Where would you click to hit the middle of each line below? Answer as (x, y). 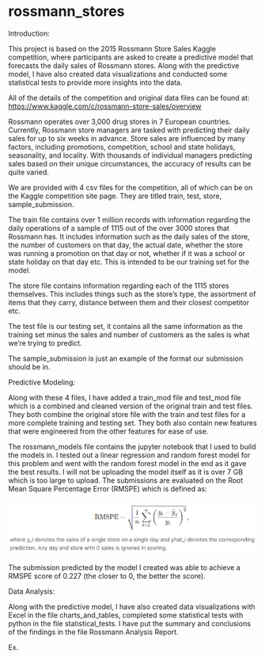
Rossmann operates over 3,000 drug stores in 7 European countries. (120, 121)
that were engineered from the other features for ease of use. (108, 431)
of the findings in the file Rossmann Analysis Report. (93, 632)
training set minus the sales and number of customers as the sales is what (129, 335)
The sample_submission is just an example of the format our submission (126, 358)
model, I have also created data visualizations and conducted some (118, 74)
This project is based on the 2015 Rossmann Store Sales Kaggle (112, 48)
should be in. (29, 366)
